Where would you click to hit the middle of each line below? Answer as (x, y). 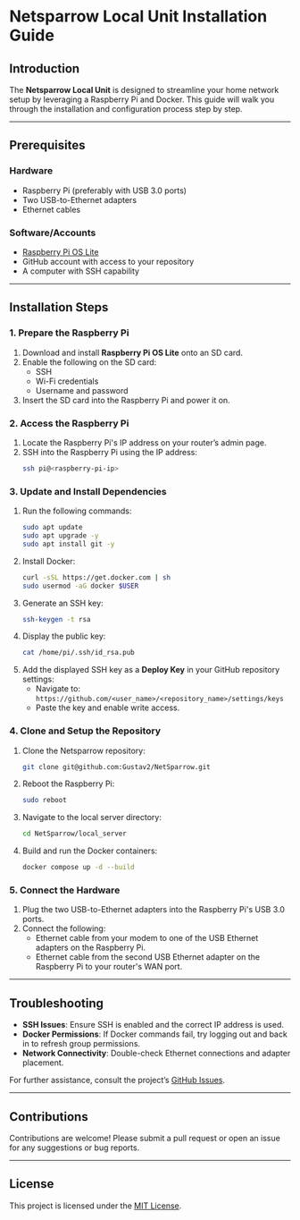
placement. (43, 1063)
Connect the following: (64, 928)
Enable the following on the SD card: (89, 362)
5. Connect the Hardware (65, 890)
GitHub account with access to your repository (108, 261)
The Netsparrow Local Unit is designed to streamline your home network (144, 90)
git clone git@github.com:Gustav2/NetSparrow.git (117, 767)
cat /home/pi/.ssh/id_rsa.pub (79, 653)
